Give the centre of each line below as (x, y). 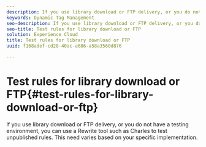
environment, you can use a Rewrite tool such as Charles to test (87, 131)
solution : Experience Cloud (42, 35)
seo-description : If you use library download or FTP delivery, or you (100, 23)
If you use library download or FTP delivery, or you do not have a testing (97, 124)
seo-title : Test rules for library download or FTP (74, 29)
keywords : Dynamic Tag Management (51, 18)
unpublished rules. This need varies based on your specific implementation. (102, 137)
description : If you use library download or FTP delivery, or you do (98, 12)
